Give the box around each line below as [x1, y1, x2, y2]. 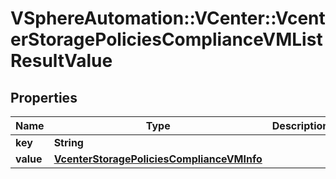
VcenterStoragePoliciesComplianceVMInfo [53, 152, 263, 166]
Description [271, 119, 330, 132]
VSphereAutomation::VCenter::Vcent [10, 7, 326, 30]
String [53, 136, 84, 149]
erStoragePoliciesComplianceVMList [10, 28, 323, 51]
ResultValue [10, 50, 113, 72]
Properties [10, 89, 78, 106]
